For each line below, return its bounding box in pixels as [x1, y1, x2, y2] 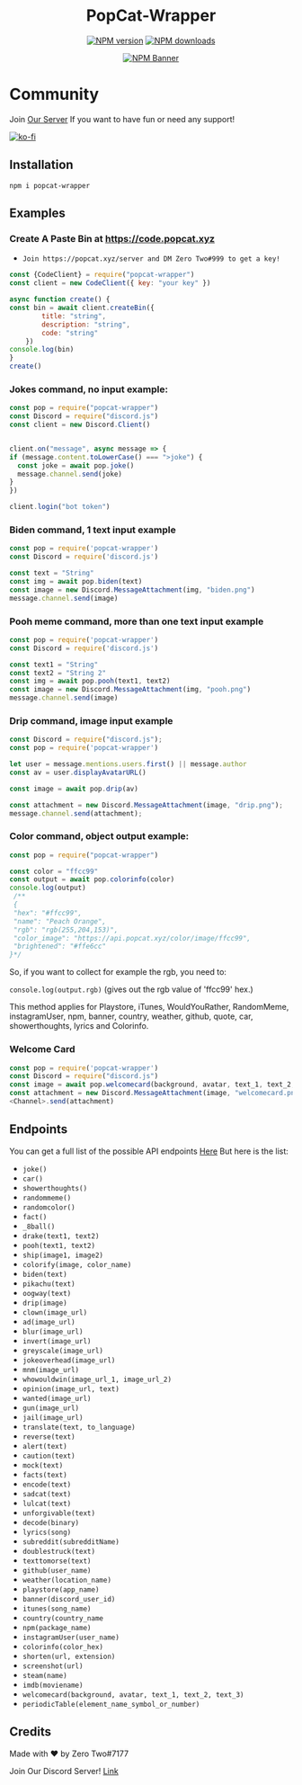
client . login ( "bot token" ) [9, 503, 111, 512]
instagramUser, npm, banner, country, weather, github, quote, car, [9, 1011, 253, 1022]
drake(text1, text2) [22, 1231, 100, 1241]
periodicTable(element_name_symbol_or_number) [22, 1700, 200, 1709]
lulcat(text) [22, 1499, 72, 1508]
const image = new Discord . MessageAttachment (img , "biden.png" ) [9, 585, 255, 594]
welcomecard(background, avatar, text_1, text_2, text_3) [22, 1690, 244, 1700]
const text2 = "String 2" [9, 668, 106, 677]
